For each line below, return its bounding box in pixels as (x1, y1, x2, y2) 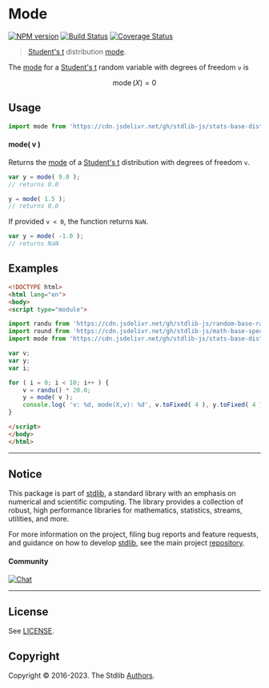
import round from (8, 328, 70, 336)
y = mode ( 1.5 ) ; (8, 195, 66, 203)
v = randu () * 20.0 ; (22, 386, 91, 394)
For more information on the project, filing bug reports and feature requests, (8, 529, 259, 539)
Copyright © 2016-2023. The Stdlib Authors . (8, 670, 155, 681)
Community (8, 557, 49, 566)
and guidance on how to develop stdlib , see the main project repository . (8, 538, 246, 548)
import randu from (8, 320, 70, 328)
